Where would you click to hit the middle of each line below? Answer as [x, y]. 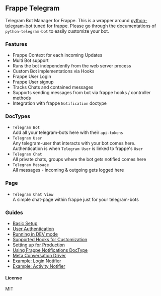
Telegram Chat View [33, 194]
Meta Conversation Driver [39, 255]
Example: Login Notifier [37, 261]
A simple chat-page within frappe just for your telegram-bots [76, 199]
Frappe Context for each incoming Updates [57, 55]
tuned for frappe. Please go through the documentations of [95, 26]
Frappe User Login [32, 77]
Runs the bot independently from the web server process [72, 66]
